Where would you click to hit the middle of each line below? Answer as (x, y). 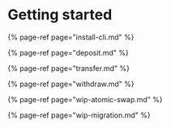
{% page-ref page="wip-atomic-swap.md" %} (85, 99)
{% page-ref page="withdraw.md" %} (71, 84)
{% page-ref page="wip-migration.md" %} (79, 115)
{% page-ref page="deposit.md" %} (68, 52)
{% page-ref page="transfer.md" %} (69, 68)
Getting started (60, 15)
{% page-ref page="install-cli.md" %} (71, 37)
